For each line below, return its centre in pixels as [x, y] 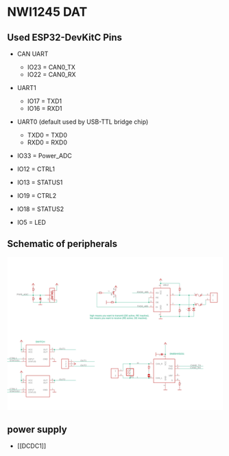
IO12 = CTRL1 [36, 169]
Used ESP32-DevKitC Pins [64, 37]
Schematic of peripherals [62, 244]
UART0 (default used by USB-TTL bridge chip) [83, 122]
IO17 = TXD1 [45, 101]
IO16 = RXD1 [45, 108]
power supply [37, 430]
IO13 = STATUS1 [40, 182]
